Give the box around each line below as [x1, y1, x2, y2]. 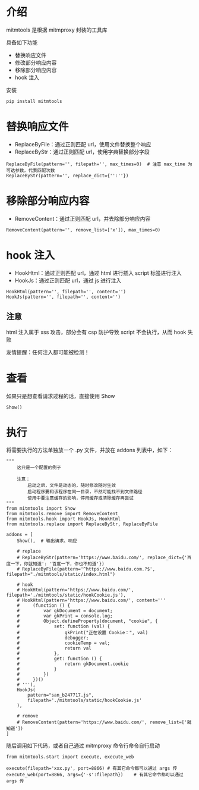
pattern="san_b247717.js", [27, 692, 94, 698]
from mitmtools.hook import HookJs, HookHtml [6, 516, 121, 522]
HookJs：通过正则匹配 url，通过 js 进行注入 [14, 277, 122, 284]
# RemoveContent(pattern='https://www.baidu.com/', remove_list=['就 [17, 719, 192, 726]
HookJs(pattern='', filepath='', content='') [6, 294, 121, 300]
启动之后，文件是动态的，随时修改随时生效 [27, 482, 116, 488]
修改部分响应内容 [14, 59, 57, 66]
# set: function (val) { [17, 623, 110, 629]
